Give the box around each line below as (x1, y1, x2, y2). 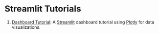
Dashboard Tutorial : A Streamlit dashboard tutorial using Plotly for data (11, 19, 155, 25)
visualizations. (11, 24, 41, 30)
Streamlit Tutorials (4, 3, 81, 14)
